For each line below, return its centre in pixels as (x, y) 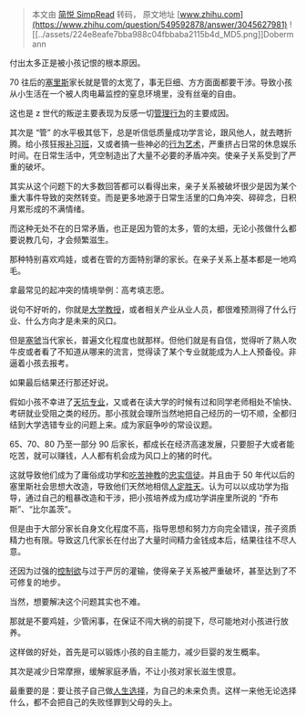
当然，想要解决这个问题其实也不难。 (77, 601)
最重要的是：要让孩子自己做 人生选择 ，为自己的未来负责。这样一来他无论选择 (153, 690)
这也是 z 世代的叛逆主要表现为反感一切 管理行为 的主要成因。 (122, 113)
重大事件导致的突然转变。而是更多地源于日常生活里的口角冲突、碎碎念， (145, 197)
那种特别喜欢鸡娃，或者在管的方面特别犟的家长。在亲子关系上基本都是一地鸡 (153, 259)
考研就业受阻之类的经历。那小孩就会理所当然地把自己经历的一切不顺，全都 (149, 413)
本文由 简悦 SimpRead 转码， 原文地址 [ (106, 14)
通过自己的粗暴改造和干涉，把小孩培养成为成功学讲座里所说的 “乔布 (152, 498)
